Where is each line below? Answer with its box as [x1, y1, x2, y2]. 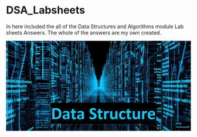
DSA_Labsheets [6, 4, 86, 17]
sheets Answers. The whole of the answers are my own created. [6, 29, 162, 36]
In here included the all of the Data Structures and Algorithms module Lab [6, 23, 184, 30]
